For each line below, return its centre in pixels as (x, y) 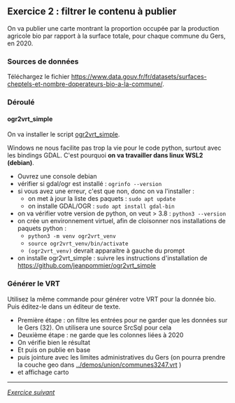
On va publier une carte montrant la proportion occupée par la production (113, 28)
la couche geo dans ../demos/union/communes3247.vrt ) (99, 365)
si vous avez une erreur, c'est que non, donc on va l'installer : (106, 191)
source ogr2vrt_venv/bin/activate (78, 244)
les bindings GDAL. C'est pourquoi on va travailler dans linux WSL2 (105, 155)
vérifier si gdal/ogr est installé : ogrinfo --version (90, 184)
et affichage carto (43, 372)
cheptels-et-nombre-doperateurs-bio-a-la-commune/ (85, 84)
